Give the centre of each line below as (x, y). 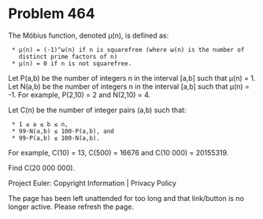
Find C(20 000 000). (42, 168)
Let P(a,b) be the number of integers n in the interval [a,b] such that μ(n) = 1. (132, 78)
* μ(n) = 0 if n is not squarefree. (72, 64)
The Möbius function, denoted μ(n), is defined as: (89, 35)
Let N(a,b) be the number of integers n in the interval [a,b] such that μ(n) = (129, 86)
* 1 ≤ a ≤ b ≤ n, (40, 124)
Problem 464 (52, 14)
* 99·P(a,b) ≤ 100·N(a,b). (56, 138)
